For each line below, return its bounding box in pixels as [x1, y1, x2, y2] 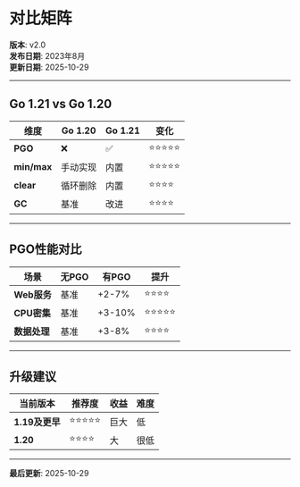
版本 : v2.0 [9, 39, 46, 50]
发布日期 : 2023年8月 [9, 50, 86, 61]
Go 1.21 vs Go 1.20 [9, 97, 112, 112]
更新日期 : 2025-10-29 [9, 62, 89, 72]
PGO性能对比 [9, 242, 82, 257]
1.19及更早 [13, 416, 61, 428]
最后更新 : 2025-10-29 [9, 468, 89, 479]
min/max [13, 161, 53, 173]
